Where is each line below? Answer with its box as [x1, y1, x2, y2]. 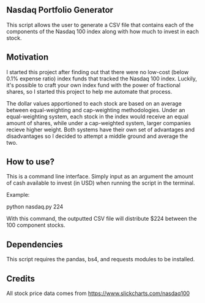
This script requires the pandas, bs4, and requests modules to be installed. [6, 256, 195, 263]
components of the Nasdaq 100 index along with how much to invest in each [6, 28, 199, 35]
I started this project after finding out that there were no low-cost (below [6, 68, 189, 75]
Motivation [6, 52, 49, 63]
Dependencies [6, 239, 63, 250]
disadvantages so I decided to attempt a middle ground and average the [6, 132, 188, 140]
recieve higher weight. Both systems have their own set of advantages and [6, 126, 195, 133]
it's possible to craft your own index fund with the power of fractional [6, 81, 181, 88]
